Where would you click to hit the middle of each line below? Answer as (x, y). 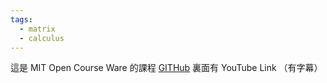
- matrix (37, 29)
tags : (21, 19)
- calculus (42, 38)
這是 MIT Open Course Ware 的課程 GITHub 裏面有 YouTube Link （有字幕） (166, 68)
